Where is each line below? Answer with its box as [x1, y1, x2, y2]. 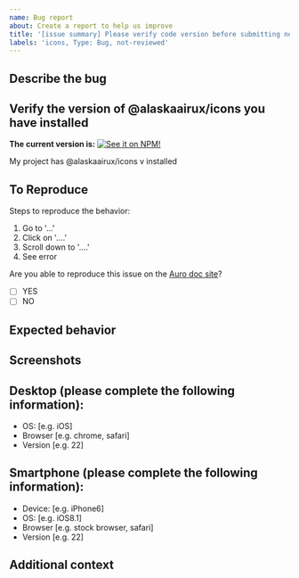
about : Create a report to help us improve [9, 21, 174, 30]
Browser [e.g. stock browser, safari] [21, 522, 154, 533]
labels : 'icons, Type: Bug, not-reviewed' [9, 37, 169, 47]
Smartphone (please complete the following [9, 466, 258, 481]
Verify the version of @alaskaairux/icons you [9, 102, 265, 117]
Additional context [9, 557, 114, 573]
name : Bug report [9, 12, 74, 22]
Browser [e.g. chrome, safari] [21, 430, 131, 441]
